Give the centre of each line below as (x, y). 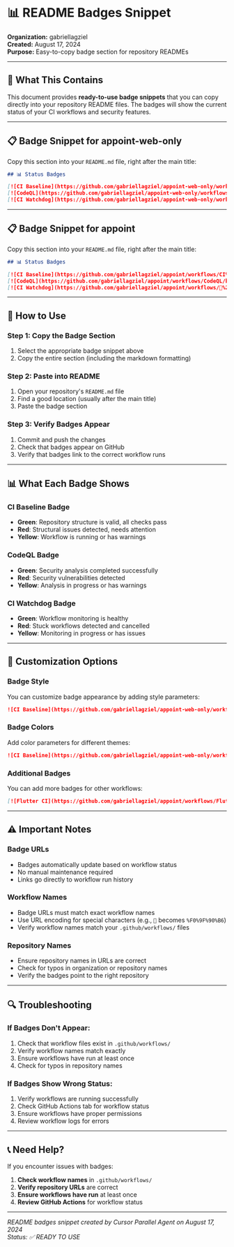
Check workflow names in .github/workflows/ (85, 1179)
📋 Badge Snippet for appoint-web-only (95, 141)
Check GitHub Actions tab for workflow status (83, 1106)
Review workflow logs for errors (63, 1121)
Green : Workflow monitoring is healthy (73, 618)
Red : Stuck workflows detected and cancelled (83, 626)
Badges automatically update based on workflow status (97, 864)
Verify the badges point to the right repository (83, 976)
